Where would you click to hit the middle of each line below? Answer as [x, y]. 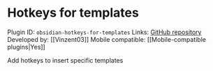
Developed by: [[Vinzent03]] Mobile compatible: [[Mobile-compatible [106, 39]
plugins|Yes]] [26, 47]
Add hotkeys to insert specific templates [65, 60]
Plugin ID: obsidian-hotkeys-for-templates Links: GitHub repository [104, 32]
